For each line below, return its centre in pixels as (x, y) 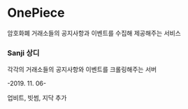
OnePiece (36, 13)
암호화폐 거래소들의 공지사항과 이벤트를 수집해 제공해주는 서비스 (94, 33)
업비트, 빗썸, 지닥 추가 (37, 98)
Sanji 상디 (23, 52)
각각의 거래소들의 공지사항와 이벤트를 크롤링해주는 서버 (82, 70)
